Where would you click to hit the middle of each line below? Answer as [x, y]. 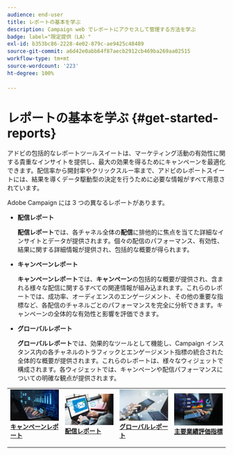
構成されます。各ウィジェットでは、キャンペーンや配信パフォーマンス [117, 370]
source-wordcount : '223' [43, 66]
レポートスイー [204, 171]
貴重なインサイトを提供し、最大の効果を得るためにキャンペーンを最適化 [122, 162]
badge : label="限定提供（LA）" [49, 37]
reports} [32, 133]
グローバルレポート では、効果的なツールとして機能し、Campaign [111, 343]
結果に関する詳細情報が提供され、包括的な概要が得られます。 [105, 249]
